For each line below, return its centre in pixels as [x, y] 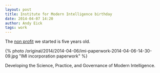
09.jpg [11, 56]
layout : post [18, 9]
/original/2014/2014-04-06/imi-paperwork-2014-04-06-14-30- [89, 51]
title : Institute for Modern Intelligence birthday [59, 14]
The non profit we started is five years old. [48, 41]
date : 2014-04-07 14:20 [29, 18]
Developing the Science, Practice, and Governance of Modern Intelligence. [80, 66]
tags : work [16, 28]
